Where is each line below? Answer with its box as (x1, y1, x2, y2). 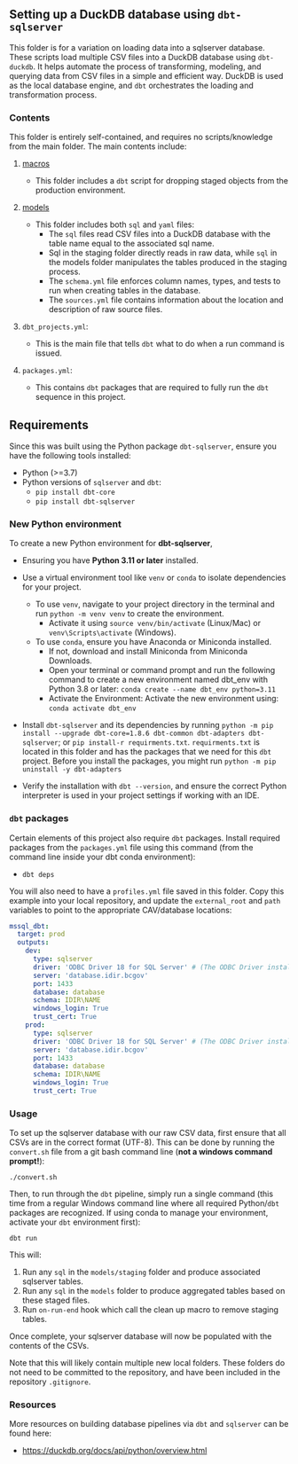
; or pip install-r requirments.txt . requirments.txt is (58, 737, 260, 748)
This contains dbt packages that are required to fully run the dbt (35, 382, 269, 393)
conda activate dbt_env (48, 704, 137, 713)
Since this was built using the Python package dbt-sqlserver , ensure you (9, 441, 277, 451)
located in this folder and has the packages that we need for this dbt (21, 747, 272, 757)
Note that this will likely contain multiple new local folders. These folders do (9, 1358, 286, 1368)
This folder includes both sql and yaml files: (35, 219, 195, 230)
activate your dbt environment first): (9, 1217, 141, 1227)
